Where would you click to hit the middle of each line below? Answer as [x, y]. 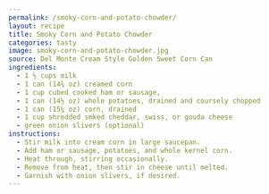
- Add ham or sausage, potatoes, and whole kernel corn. [125, 150]
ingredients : [33, 68]
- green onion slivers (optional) [80, 126]
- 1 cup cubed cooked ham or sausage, [89, 92]
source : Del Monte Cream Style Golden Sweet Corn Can [111, 59]
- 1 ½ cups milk [46, 76]
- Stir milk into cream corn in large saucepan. [109, 142]
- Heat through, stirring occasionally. [92, 159]
